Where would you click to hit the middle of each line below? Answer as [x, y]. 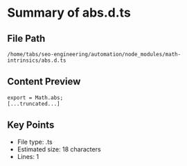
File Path [26, 39]
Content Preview [44, 82]
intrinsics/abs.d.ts [37, 60]
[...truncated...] [34, 103]
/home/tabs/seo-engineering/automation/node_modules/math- [94, 54]
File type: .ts [35, 142]
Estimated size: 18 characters [59, 149]
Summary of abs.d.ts [69, 13]
